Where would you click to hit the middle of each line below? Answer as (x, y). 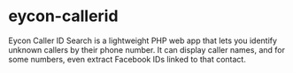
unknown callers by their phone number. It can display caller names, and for (146, 49)
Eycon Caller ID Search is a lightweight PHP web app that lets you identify (143, 40)
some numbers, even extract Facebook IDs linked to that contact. (127, 59)
